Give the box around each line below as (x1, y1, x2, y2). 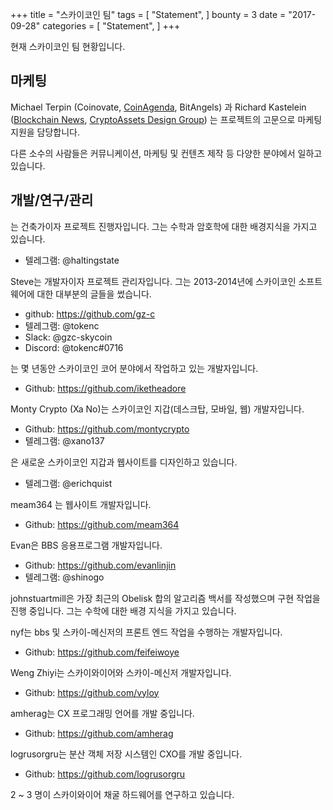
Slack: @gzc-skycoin (24, 331, 113, 343)
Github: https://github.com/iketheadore (24, 382, 187, 394)
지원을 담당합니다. (10, 126, 81, 138)
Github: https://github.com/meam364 (24, 518, 180, 530)
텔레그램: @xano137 (24, 434, 105, 447)
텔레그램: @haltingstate (24, 254, 120, 266)
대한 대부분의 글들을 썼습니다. (36, 288, 152, 300)
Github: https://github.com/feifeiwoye (24, 646, 180, 658)
